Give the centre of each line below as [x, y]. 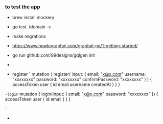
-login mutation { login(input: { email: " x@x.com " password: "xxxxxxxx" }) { [81, 94]
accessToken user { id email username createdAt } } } [66, 84]
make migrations [29, 36]
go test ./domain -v [32, 27]
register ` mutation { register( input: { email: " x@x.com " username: [79, 74]
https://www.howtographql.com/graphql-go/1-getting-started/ [75, 46]
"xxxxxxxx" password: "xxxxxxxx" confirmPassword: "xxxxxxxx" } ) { [82, 80]
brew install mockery [33, 18]
